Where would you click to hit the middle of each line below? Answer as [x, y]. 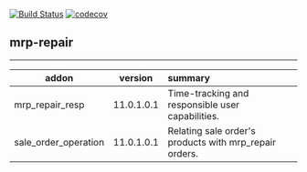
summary [189, 77]
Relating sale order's [212, 130]
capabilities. [193, 116]
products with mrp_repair [222, 142]
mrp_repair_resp [49, 105]
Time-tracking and [208, 93]
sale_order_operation [59, 142]
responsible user [204, 105]
